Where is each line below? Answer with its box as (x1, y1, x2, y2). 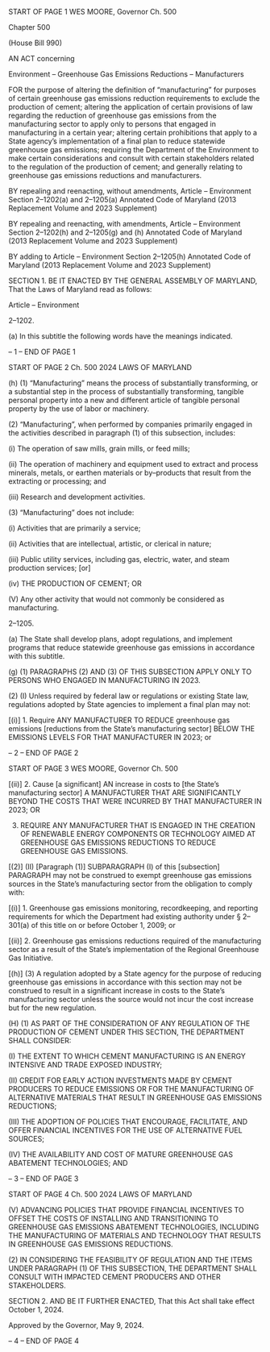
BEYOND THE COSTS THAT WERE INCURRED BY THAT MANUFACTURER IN (8, 797, 262, 805)
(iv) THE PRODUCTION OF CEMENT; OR (8, 579, 143, 588)
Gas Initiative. (8, 953, 54, 963)
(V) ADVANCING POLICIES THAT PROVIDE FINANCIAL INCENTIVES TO (8, 1205, 244, 1214)
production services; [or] (8, 564, 91, 572)
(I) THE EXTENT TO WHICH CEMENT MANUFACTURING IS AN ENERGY (8, 1051, 246, 1061)
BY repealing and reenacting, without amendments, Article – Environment (8, 186, 251, 196)
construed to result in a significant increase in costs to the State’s (8, 986, 226, 995)
